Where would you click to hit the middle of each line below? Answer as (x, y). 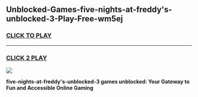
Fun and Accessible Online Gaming (50, 88)
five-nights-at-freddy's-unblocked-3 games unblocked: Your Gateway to (98, 81)
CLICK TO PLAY (29, 36)
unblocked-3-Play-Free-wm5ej (65, 19)
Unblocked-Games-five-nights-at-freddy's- (89, 10)
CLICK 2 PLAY (27, 58)
